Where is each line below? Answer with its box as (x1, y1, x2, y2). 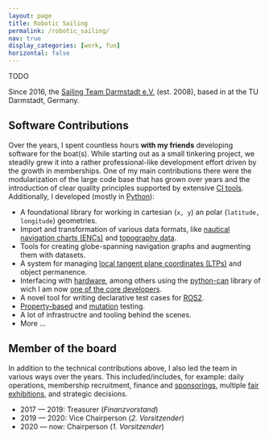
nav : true (8, 34, 42, 43)
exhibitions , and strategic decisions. (8, 388, 128, 399)
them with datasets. (19, 250, 86, 259)
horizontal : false (8, 49, 70, 57)
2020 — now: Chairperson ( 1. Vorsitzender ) (19, 421, 165, 431)
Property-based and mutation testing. (19, 301, 145, 311)
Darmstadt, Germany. (8, 96, 80, 105)
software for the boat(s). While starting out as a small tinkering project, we (8, 148, 255, 158)
